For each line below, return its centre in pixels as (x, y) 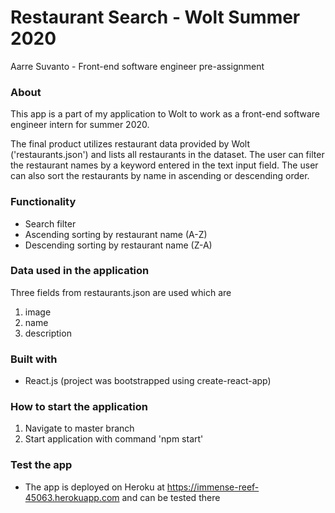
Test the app (41, 465)
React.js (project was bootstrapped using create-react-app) (148, 381)
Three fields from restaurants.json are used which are (121, 292)
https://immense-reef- (213, 487)
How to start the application (79, 407)
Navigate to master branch (79, 428)
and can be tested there (171, 497)
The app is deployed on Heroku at (94, 487)
